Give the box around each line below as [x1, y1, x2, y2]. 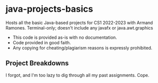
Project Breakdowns [5, 59, 69, 67]
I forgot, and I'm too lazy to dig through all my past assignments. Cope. [5, 72, 150, 78]
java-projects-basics [5, 3, 93, 15]
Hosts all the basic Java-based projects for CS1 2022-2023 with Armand [5, 20, 153, 26]
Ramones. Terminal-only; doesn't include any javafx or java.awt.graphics [5, 25, 153, 30]
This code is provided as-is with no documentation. [12, 34, 117, 40]
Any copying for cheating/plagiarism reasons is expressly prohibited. [12, 45, 153, 51]
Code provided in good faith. [12, 39, 71, 45]
